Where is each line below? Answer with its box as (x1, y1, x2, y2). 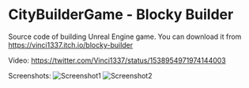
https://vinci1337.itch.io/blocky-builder (8, 40, 134, 49)
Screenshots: (8, 71, 51, 80)
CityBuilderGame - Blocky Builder (8, 6, 234, 24)
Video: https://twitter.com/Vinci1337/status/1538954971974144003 (8, 55, 227, 65)
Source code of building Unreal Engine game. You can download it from (8, 32, 242, 41)
